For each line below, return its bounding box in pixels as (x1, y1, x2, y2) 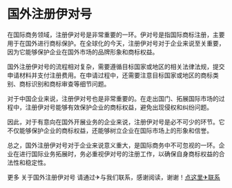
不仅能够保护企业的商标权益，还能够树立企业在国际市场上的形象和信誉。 (7, 126, 213, 135)
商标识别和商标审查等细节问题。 (19, 79, 110, 88)
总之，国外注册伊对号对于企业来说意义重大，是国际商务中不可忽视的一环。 (7, 141, 219, 149)
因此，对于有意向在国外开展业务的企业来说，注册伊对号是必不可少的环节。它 (7, 117, 225, 126)
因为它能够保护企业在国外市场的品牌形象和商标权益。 (7, 48, 159, 56)
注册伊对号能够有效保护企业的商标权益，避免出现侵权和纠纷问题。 (25, 103, 213, 111)
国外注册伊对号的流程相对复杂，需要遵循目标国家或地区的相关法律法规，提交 (7, 62, 225, 70)
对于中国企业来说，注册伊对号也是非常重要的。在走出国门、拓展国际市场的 (7, 94, 219, 102)
